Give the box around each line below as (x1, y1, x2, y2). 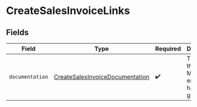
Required (155, 45, 181, 53)
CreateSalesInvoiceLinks (6, 4, 130, 18)
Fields (6, 27, 29, 37)
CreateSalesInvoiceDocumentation (53, 73, 150, 81)
